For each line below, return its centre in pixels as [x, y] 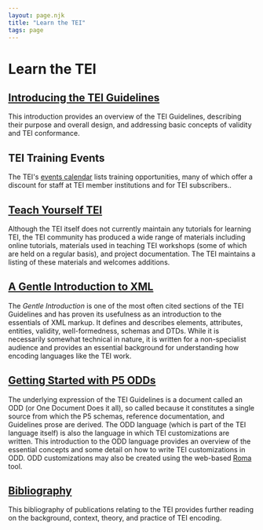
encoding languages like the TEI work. [70, 356]
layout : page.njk [37, 15]
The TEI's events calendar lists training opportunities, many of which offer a [131, 177]
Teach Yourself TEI [55, 210]
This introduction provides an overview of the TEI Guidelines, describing [125, 117]
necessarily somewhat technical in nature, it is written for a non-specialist [127, 339]
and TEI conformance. [44, 133]
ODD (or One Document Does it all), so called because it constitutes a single [131, 408]
